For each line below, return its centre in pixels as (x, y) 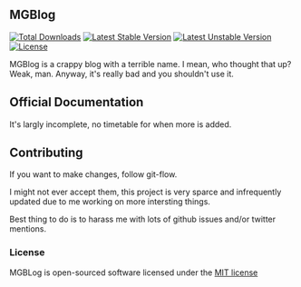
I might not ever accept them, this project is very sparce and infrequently (146, 192)
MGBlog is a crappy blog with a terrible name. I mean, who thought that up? (150, 64)
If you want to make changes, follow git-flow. (93, 174)
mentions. (28, 229)
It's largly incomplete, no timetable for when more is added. (121, 124)
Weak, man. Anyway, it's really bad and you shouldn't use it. (121, 74)
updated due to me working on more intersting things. (110, 202)
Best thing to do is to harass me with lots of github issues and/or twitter (143, 219)
